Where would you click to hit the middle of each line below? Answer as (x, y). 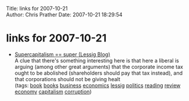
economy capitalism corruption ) (53, 91)
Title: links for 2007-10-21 (37, 8)
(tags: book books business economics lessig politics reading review (97, 85)
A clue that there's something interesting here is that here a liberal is (97, 60)
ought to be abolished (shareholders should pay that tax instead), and (99, 73)
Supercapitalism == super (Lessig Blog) (62, 54)
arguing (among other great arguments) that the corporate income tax (99, 67)
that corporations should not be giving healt (67, 79)
